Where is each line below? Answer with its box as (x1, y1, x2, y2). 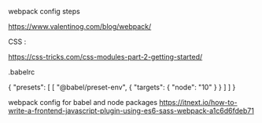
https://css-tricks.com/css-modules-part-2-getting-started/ (8, 52, 203, 61)
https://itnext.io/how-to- (159, 98, 238, 107)
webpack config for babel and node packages (8, 98, 158, 107)
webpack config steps (8, 7, 80, 16)
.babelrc (8, 67, 35, 77)
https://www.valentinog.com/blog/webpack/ (8, 22, 152, 31)
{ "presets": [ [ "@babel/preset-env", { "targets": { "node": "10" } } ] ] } (8, 82, 236, 92)
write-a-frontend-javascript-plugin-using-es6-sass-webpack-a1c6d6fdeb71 (8, 106, 254, 115)
